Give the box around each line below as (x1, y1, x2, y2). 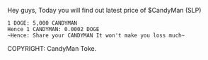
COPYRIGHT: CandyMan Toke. (7, 44, 97, 52)
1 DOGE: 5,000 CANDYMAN (7, 20, 78, 27)
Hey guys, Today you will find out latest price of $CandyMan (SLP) (7, 6, 202, 14)
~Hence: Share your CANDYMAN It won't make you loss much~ (7, 32, 185, 39)
